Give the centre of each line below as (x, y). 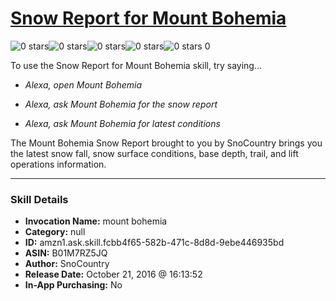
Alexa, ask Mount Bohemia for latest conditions (122, 123)
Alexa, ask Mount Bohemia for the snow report (121, 104)
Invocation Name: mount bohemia (96, 221)
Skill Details (39, 199)
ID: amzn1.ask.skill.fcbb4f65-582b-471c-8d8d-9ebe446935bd (154, 243)
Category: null (55, 232)
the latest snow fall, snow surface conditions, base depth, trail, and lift (154, 153)
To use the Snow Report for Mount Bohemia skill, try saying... (136, 65)
